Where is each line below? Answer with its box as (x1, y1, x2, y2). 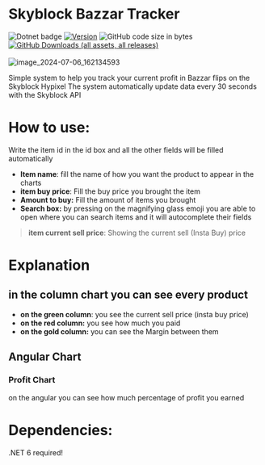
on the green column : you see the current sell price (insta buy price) (19, 309, 249, 319)
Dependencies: (8, 421, 113, 439)
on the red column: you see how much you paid (19, 318, 181, 328)
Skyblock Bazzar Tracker (8, 5, 180, 23)
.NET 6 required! (8, 447, 63, 457)
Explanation (8, 256, 90, 274)
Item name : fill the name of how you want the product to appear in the (19, 169, 254, 178)
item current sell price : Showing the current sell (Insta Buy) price (27, 228, 246, 237)
